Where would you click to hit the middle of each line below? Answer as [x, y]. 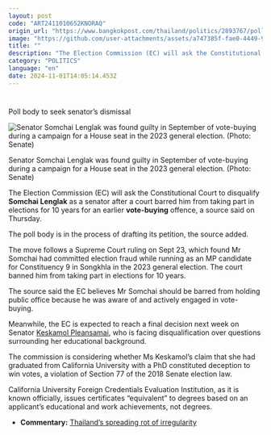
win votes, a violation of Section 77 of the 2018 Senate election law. [120, 374]
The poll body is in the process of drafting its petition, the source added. [128, 234]
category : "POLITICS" [45, 61]
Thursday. [25, 218]
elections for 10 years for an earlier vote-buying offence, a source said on [132, 210]
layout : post [30, 16]
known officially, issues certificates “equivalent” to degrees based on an [128, 398]
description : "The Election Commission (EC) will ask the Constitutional [135, 53]
